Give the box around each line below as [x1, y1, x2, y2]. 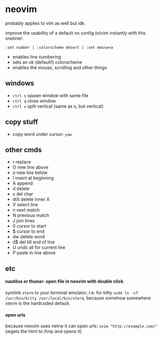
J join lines [12, 218, 35, 224]
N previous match [12, 212, 49, 218]
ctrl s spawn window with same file [12, 92, 89, 99]
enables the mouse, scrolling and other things [12, 64, 107, 70]
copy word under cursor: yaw [12, 131, 72, 137]
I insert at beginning [12, 175, 54, 181]
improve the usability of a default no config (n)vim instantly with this [5, 30, 146, 36]
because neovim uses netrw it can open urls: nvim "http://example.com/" [5, 323, 158, 329]
